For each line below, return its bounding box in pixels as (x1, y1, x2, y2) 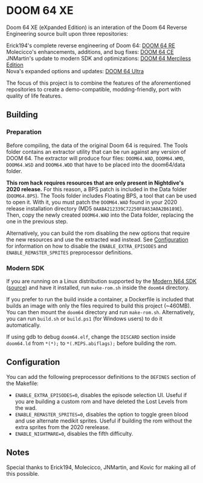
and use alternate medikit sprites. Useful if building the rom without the (14, 417, 192, 424)
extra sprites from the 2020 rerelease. (14, 423, 110, 430)
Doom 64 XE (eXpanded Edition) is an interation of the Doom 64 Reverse (6, 24, 187, 31)
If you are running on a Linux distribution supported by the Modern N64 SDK (6, 277, 197, 284)
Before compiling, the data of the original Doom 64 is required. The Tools (6, 142, 188, 149)
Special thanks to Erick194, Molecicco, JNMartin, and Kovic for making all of (6, 464, 196, 471)
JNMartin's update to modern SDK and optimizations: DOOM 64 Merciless (6, 54, 192, 62)
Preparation (6, 128, 42, 136)
